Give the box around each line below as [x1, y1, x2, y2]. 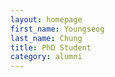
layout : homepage [10, 14, 83, 25]
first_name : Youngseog [10, 24, 105, 34]
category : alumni [10, 52, 83, 62]
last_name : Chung [10, 33, 83, 43]
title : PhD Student [10, 42, 92, 53]
